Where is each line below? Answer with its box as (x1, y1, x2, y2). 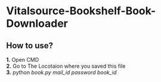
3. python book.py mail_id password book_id (6, 69, 117, 75)
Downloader (6, 17, 69, 30)
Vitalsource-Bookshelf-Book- (6, 4, 156, 18)
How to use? (6, 40, 54, 51)
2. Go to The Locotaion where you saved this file (6, 62, 126, 70)
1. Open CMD (6, 56, 39, 63)
